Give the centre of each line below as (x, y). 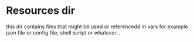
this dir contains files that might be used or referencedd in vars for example (97, 26)
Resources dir (40, 11)
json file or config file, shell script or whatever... (64, 32)
